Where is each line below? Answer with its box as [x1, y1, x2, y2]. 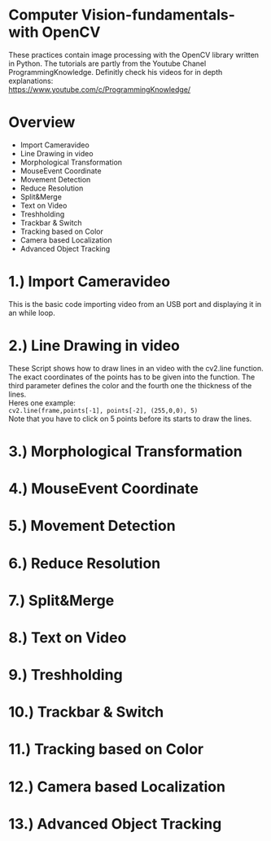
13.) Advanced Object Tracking [8, 814, 222, 833]
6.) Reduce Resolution [8, 554, 161, 572]
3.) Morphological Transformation [8, 442, 243, 461]
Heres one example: [8, 397, 76, 408]
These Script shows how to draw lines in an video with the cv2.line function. [8, 363, 264, 373]
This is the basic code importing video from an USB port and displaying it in [8, 299, 262, 309]
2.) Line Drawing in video [8, 336, 181, 355]
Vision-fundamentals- [81, 6, 236, 24]
